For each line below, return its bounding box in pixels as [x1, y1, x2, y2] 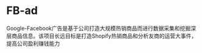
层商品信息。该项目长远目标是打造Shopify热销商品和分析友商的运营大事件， [6, 32, 197, 40]
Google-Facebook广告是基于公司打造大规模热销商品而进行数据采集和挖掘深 [6, 24, 197, 32]
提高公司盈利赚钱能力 [6, 40, 60, 47]
